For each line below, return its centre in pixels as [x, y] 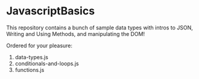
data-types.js [31, 57]
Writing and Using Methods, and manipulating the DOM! [76, 34]
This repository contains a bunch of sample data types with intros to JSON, [99, 28]
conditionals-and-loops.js [47, 63]
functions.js [30, 69]
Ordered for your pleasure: [39, 45]
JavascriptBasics [51, 11]
